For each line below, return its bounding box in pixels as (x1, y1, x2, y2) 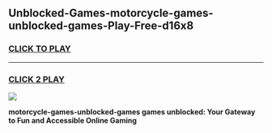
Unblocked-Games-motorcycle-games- (8, 6, 214, 20)
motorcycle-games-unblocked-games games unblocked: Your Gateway (8, 106, 256, 116)
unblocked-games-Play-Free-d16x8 (8, 19, 194, 33)
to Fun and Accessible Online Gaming (8, 115, 138, 125)
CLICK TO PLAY (8, 44, 71, 55)
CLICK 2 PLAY (8, 73, 65, 85)
